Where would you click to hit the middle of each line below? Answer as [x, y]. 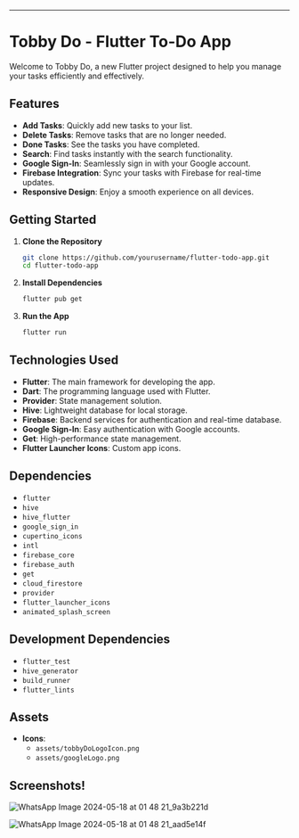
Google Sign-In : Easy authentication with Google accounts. [131, 429]
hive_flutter [46, 517]
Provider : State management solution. [92, 400]
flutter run [44, 333]
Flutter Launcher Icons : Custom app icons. [101, 448]
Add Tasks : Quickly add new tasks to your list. [107, 125]
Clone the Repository [62, 241]
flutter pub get [52, 300]
